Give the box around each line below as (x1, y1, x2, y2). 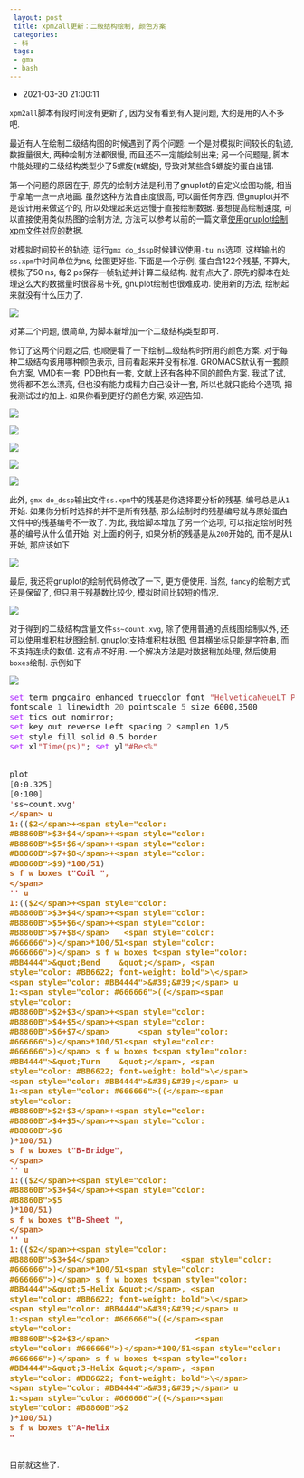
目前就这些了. (9, 1459, 61, 1471)
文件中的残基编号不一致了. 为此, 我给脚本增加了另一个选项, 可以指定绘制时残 (9, 517, 292, 528)
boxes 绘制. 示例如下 (9, 657, 82, 668)
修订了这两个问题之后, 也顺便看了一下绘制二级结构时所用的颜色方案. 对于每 (9, 345, 288, 356)
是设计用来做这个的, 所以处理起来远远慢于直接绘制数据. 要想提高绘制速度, (9, 202, 282, 213)
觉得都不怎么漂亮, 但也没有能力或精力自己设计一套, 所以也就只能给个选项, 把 (9, 378, 292, 389)
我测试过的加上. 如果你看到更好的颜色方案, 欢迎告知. (9, 390, 204, 401)
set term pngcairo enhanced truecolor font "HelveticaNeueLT (9, 691, 287, 702)
